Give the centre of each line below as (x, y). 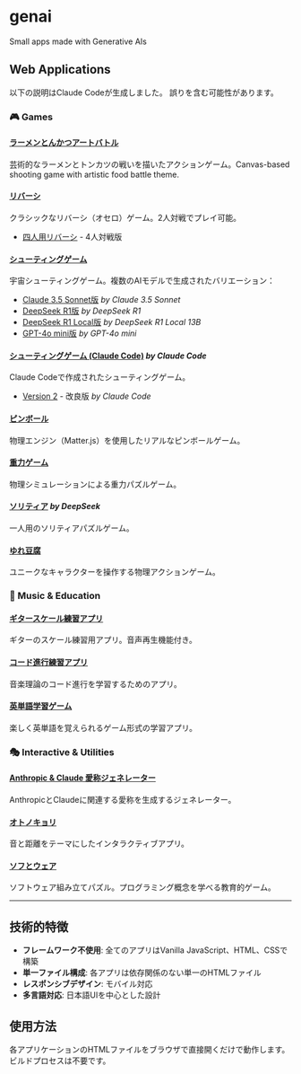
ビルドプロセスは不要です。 (60, 1061)
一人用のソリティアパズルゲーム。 (72, 528)
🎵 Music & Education (55, 596)
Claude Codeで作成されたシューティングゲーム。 (100, 377)
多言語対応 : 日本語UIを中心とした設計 (91, 995)
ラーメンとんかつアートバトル (64, 143)
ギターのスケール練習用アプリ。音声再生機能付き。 (103, 640)
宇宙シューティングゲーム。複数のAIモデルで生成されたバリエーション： (142, 281)
